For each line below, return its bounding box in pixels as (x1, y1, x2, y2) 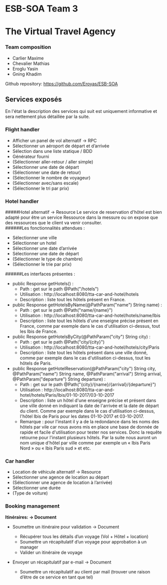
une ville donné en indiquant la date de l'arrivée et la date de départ (19, 403, 159, 409)
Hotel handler (5, 198, 39, 205)
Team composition (5, 43, 51, 50)
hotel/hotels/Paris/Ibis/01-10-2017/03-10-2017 (19, 392, 115, 398)
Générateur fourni (12, 153, 49, 159)
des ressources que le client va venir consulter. (5, 220, 102, 226)
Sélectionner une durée (12, 485, 61, 491)
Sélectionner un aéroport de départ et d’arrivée (12, 143, 110, 149)
